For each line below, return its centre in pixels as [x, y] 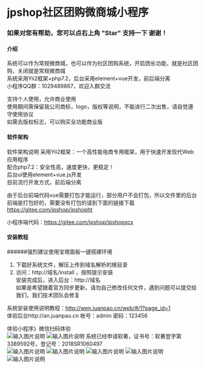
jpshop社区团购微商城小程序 [78, 12]
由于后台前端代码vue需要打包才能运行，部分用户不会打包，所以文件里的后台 [102, 195]
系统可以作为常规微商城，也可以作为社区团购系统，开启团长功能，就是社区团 [103, 63]
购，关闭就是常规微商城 [36, 71]
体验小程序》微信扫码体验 [39, 328]
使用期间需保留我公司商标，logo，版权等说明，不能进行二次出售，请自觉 [97, 106]
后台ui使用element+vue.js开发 [44, 175]
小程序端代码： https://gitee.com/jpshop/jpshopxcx [70, 222]
